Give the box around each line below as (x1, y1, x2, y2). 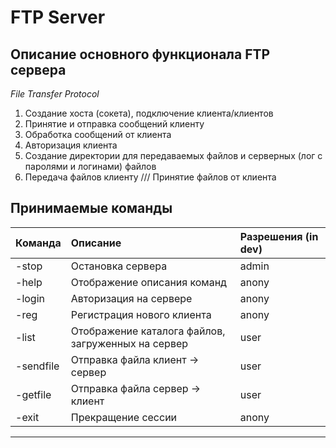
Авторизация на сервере (70, 291, 193, 305)
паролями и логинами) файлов (24, 161, 157, 172)
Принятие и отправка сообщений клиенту (24, 118, 205, 130)
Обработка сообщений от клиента (24, 129, 172, 140)
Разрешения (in (239, 229, 319, 243)
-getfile (15, 387, 52, 401)
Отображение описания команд (70, 275, 227, 289)
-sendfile (15, 359, 60, 373)
